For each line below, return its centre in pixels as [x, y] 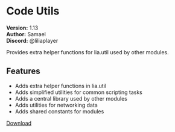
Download [19, 123]
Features [23, 71]
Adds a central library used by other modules [71, 98]
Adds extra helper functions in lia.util [61, 86]
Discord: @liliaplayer [32, 40]
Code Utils [33, 11]
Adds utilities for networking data [56, 105]
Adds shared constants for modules [59, 111]
